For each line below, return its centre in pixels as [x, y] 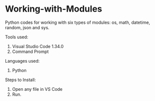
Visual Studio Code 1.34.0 [38, 46]
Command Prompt [30, 51]
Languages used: [22, 61]
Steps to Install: [21, 80]
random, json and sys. [27, 27]
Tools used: [17, 37]
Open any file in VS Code [37, 89]
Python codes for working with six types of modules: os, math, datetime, [78, 22]
